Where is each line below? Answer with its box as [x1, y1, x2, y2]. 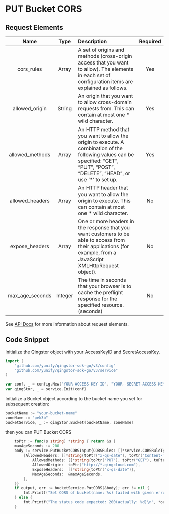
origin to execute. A [77, 139, 124, 145]
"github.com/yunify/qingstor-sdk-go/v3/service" [14, 368, 118, 373]
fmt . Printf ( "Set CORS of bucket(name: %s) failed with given [23, 490, 154, 495]
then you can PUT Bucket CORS [5, 429, 72, 435]
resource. [101, 302, 124, 308]
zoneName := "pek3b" [5, 415, 49, 420]
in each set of [77, 72, 111, 79]
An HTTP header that [77, 184, 128, 191]
